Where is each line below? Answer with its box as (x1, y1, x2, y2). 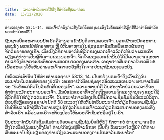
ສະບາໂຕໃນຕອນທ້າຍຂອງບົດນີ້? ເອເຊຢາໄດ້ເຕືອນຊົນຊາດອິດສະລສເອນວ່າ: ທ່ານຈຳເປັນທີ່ (5, 79, 159, 84)
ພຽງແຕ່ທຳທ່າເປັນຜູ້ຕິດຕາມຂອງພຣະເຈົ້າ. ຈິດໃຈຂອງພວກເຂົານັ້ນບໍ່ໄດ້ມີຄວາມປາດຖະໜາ (5, 53, 160, 59)
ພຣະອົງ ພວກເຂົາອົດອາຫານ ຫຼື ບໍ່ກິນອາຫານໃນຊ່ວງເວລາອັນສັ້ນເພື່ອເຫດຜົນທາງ (5, 43, 144, 49)
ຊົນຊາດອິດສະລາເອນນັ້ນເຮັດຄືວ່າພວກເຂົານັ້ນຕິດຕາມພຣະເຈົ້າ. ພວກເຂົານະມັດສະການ (5, 38, 157, 44)
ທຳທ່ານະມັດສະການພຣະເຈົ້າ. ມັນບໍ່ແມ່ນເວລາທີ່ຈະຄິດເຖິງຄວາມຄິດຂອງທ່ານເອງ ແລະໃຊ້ (5, 89, 159, 95)
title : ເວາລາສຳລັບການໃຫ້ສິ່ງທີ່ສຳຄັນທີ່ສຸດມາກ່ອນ (5, 7, 86, 12)
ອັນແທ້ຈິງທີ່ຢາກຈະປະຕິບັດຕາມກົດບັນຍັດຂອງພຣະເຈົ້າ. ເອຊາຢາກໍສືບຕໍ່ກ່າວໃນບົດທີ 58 (5, 59, 156, 64)
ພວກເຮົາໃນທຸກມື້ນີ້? (5, 29, 33, 34)
